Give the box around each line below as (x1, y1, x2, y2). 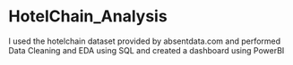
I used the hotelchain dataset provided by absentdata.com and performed (8, 36, 281, 46)
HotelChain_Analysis (8, 6, 168, 27)
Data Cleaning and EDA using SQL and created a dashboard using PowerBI (8, 45, 285, 55)
